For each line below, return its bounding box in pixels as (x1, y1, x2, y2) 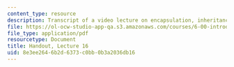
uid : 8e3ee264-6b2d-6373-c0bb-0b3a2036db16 (7, 50, 136, 57)
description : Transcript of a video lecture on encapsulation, (7, 17, 195, 24)
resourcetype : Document (7, 36, 77, 43)
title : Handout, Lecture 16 (7, 43, 89, 50)
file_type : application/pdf (7, 29, 89, 37)
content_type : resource (7, 10, 77, 17)
